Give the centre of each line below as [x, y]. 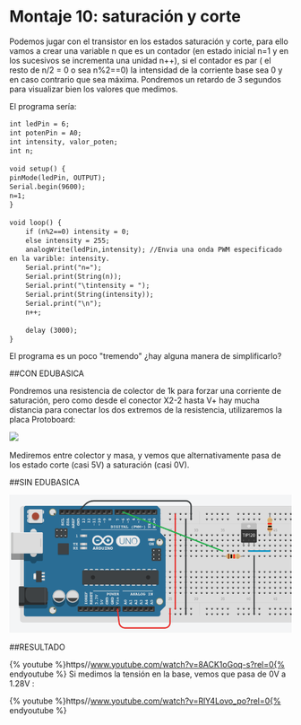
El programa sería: [43, 106]
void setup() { [38, 169]
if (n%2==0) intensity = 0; [77, 231]
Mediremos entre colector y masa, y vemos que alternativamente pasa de [145, 455]
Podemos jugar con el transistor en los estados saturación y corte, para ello [149, 41]
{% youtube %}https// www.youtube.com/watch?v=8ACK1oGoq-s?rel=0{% [147, 664]
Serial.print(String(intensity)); [90, 294]
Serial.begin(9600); [48, 187]
